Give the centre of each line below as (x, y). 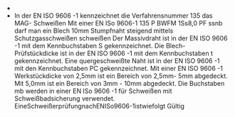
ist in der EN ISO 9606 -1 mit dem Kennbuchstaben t (137, 53)
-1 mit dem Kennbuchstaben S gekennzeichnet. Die (89, 46)
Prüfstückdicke (36, 53)
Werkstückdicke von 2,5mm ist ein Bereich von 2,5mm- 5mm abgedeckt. (121, 76)
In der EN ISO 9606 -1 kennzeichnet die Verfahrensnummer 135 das (113, 16)
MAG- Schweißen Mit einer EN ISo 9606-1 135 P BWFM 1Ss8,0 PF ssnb (118, 23)
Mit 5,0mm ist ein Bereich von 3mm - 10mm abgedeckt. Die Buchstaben (119, 83)
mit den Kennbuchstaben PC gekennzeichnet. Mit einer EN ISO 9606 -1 (118, 68)
